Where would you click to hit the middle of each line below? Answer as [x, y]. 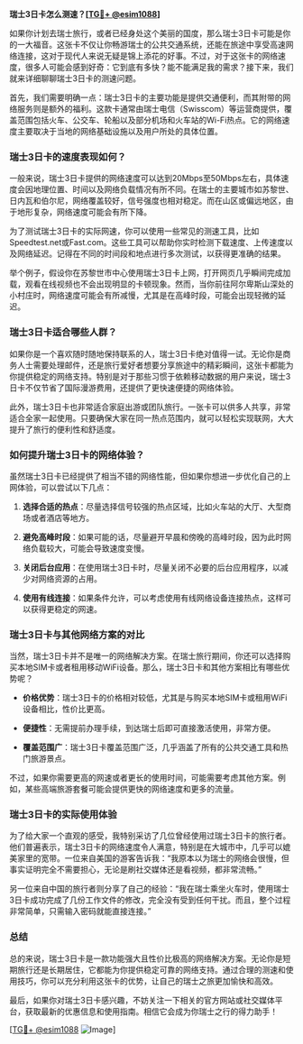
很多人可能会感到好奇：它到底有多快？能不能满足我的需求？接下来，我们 [159, 67]
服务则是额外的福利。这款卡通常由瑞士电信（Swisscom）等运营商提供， [151, 109]
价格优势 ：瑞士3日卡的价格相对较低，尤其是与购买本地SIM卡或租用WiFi [155, 698]
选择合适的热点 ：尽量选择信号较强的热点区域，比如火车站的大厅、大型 [153, 506]
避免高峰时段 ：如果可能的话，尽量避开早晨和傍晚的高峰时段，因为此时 [153, 536]
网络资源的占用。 [70, 578]
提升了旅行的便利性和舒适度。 [64, 429]
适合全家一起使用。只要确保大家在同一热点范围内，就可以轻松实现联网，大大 [151, 417]
